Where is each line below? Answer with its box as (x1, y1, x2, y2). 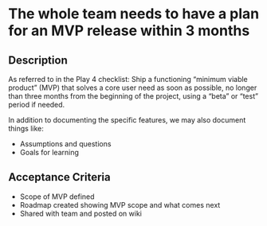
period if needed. (8, 100, 65, 109)
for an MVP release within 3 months (8, 21, 250, 40)
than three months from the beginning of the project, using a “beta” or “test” (8, 92, 259, 100)
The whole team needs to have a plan (8, 5, 260, 23)
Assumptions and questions (19, 139, 112, 148)
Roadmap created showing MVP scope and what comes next (19, 200, 221, 209)
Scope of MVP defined (19, 192, 95, 201)
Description (8, 53, 68, 67)
